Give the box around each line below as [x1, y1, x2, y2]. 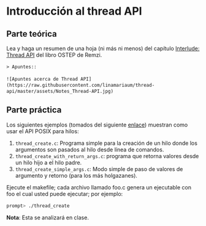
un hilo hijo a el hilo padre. [15, 159, 82, 166]
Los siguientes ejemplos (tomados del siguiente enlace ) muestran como [6, 121, 188, 128]
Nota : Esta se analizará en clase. [6, 214, 89, 221]
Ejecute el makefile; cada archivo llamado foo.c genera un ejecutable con [6, 183, 192, 191]
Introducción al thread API [6, 4, 142, 18]
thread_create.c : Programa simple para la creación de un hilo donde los [15, 139, 198, 147]
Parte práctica [6, 105, 62, 115]
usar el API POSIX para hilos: [6, 127, 79, 135]
